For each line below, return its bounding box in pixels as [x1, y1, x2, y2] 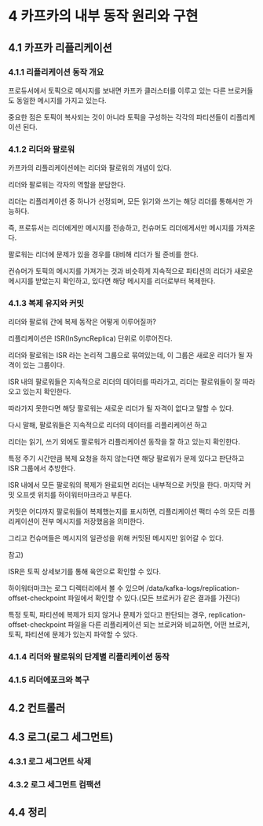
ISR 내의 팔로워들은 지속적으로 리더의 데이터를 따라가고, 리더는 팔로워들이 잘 [8, 377, 241, 386]
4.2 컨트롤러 [8, 701, 65, 714]
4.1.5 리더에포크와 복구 [8, 674, 90, 685]
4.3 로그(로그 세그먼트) [8, 731, 114, 744]
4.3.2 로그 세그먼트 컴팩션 [8, 779, 101, 790]
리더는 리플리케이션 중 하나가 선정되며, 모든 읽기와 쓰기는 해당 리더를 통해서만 [8, 197, 245, 206]
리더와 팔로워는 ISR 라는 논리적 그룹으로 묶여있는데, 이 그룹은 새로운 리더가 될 [8, 351, 245, 360]
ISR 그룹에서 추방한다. [8, 463, 76, 473]
